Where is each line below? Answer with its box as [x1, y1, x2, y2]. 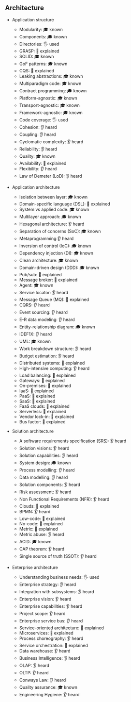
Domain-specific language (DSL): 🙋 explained [19, 201, 110, 207]
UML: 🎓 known [19, 338, 51, 344]
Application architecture [12, 184, 60, 190]
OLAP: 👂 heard [19, 662, 49, 668]
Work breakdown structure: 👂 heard [19, 346, 91, 351]
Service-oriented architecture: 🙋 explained [19, 625, 104, 631]
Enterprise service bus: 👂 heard [19, 618, 83, 623]
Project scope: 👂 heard [19, 610, 66, 616]
